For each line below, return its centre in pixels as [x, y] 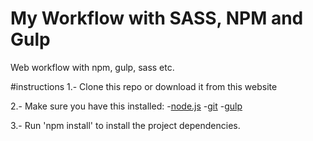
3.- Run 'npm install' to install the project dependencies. [125, 125]
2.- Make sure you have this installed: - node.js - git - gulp [126, 106]
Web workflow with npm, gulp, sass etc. [92, 67]
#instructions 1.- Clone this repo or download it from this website [144, 86]
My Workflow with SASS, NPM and [157, 18]
